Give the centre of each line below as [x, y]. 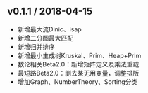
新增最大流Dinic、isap [50, 29]
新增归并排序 [36, 46]
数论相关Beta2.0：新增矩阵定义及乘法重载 [78, 64]
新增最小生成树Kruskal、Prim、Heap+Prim [79, 55]
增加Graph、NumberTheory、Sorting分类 [78, 81]
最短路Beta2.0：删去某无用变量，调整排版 [78, 73]
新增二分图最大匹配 [45, 38]
